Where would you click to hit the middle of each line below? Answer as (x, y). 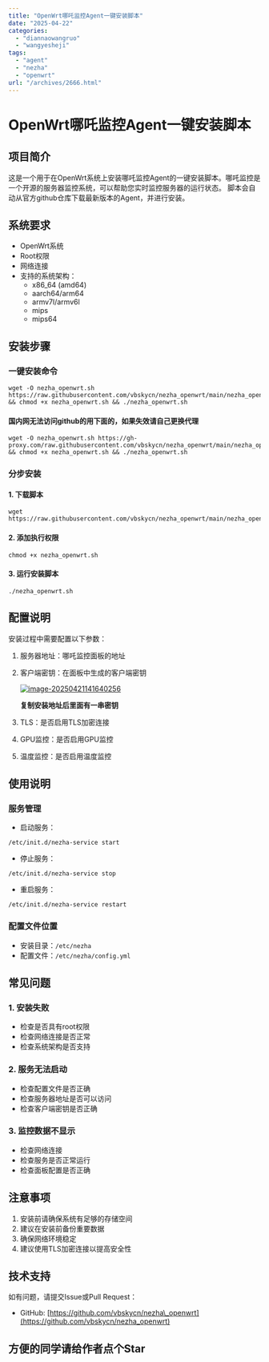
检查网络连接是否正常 (55, 1037)
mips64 (44, 319)
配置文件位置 (33, 926)
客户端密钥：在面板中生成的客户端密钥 (83, 673)
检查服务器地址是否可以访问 (66, 1099)
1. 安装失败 (29, 1007)
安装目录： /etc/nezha (56, 945)
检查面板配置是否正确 (55, 1170)
